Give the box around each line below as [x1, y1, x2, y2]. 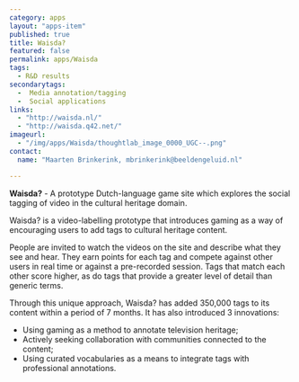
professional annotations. [22, 362, 117, 373]
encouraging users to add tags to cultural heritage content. [9, 224, 228, 235]
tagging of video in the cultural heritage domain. [9, 197, 188, 208]
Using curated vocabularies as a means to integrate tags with [22, 352, 250, 364]
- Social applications [17, 96, 106, 106]
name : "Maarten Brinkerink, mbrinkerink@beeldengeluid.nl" [17, 155, 243, 164]
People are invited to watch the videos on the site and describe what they [9, 242, 281, 253]
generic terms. [9, 280, 64, 290]
